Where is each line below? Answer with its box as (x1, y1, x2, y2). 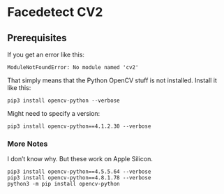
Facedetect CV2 (7, 4, 103, 20)
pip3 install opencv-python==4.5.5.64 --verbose (7, 168, 151, 175)
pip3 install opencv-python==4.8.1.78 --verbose (7, 174, 151, 181)
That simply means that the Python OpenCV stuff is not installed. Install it (7, 76, 218, 84)
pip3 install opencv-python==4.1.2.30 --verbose (7, 123, 151, 130)
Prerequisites (7, 32, 67, 44)
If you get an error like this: (7, 50, 85, 59)
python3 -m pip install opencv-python (7, 181, 120, 188)
